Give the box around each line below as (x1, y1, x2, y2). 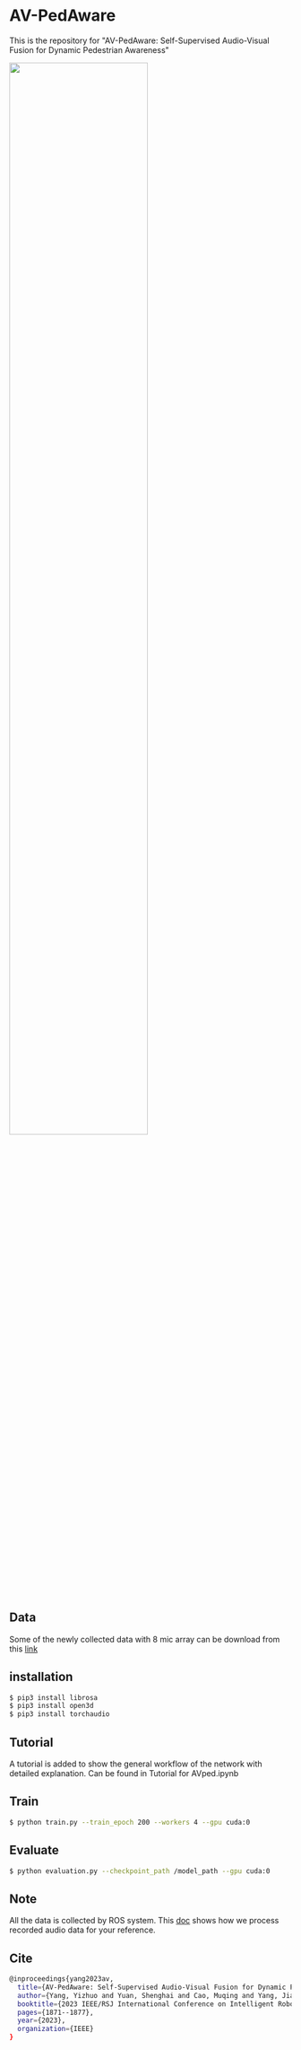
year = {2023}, (17, 2016, 66, 2025)
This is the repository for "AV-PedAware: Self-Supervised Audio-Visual (9, 35, 271, 46)
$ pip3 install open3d (9, 1702, 94, 1711)
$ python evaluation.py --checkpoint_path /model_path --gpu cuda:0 (9, 1866, 271, 1876)
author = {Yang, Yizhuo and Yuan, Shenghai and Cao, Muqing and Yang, (17, 1991, 279, 2000)
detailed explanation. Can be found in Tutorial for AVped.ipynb (9, 1768, 239, 1778)
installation (9, 1669, 73, 1685)
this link (9, 1643, 39, 1654)
